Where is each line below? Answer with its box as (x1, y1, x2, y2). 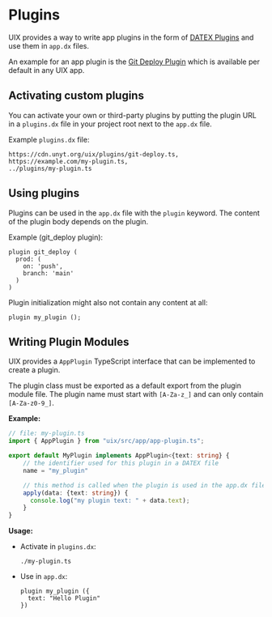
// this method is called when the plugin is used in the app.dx (23, 481, 249, 489)
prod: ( (15, 255, 42, 263)
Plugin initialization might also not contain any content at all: (8, 297, 208, 307)
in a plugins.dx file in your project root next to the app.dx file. (8, 119, 212, 129)
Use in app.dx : (19, 572, 68, 581)
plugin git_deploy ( (8, 248, 79, 256)
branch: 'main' (23, 269, 74, 277)
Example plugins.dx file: (8, 134, 90, 144)
